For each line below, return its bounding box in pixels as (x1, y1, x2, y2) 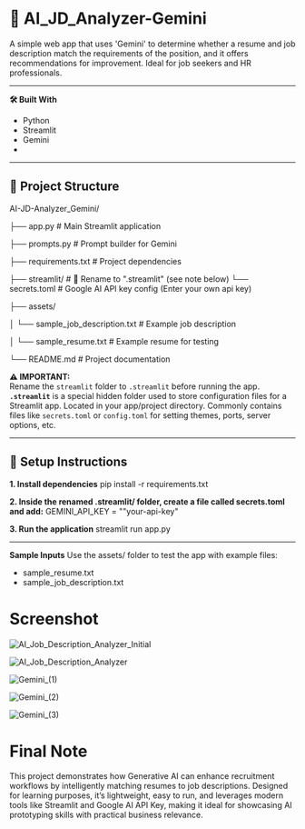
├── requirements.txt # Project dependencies (9, 255, 182, 266)
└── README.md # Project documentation (9, 354, 171, 365)
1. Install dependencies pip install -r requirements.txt (9, 478, 209, 489)
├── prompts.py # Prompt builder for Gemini (9, 238, 177, 249)
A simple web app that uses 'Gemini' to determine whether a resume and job (9, 38, 296, 49)
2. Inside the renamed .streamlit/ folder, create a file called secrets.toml (9, 495, 286, 507)
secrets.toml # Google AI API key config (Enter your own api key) (9, 283, 252, 294)
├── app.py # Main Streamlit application (9, 220, 162, 231)
